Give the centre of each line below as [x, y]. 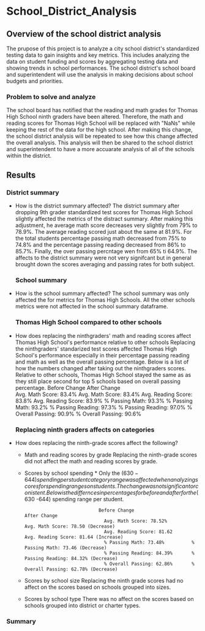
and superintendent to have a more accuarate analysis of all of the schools [100, 149]
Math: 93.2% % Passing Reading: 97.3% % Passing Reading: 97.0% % [104, 407]
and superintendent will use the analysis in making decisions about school [100, 74]
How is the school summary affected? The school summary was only [102, 293]
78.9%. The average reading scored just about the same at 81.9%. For [103, 231]
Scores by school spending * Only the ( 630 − [81, 473]
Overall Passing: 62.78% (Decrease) [71, 569]
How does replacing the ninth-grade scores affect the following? [97, 442]
